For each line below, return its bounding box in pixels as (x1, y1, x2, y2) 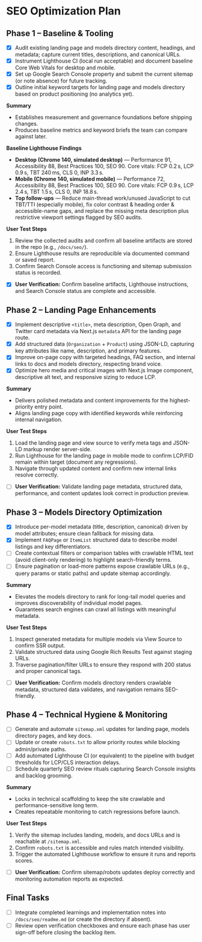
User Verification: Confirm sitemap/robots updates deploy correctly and (14, 868, 195, 876)
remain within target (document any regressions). (14, 458, 138, 466)
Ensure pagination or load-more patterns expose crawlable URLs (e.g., (14, 562, 190, 570)
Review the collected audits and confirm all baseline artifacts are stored (14, 237, 192, 244)
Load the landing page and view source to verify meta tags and (14, 439, 172, 446)
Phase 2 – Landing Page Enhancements (6, 305, 156, 315)
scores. (14, 857, 34, 864)
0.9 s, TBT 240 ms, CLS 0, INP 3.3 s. (14, 169, 104, 176)
